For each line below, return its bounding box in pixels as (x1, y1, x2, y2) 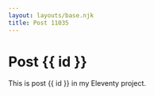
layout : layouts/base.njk (8, 11, 94, 20)
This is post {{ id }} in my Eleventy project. (8, 79, 147, 88)
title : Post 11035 (8, 19, 69, 27)
